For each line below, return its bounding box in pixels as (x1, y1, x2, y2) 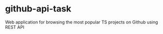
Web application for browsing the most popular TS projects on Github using (5, 19, 159, 25)
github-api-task (5, 3, 71, 14)
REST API (5, 24, 25, 30)
